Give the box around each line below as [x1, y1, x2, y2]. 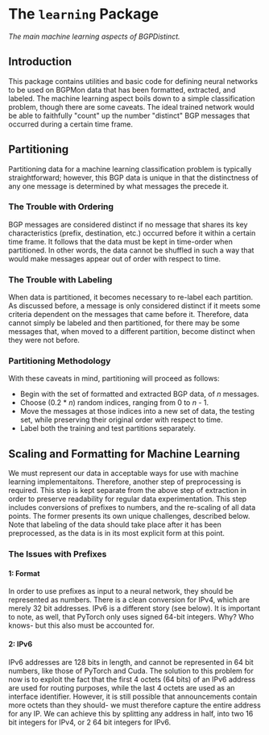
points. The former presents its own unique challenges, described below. [8, 512, 250, 521]
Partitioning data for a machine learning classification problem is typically [8, 164, 252, 173]
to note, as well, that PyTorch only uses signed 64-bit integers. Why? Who [8, 612, 255, 622]
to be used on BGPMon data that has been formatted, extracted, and [8, 85, 236, 94]
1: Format [8, 568, 40, 578]
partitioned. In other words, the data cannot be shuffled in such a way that [8, 245, 255, 255]
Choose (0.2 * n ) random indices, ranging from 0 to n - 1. [19, 398, 209, 407]
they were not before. [8, 336, 81, 345]
